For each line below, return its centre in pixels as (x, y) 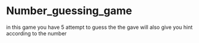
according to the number (37, 33)
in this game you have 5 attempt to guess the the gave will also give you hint (99, 27)
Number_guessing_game (69, 11)
